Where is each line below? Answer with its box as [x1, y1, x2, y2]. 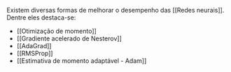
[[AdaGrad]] [16, 42, 52, 50]
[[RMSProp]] [16, 49, 53, 57]
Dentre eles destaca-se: [6, 13, 76, 22]
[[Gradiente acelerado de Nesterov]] [16, 34, 122, 43]
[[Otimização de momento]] [16, 27, 97, 35]
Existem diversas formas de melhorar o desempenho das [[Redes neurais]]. [6, 6, 225, 14]
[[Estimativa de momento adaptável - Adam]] [16, 57, 147, 65]
